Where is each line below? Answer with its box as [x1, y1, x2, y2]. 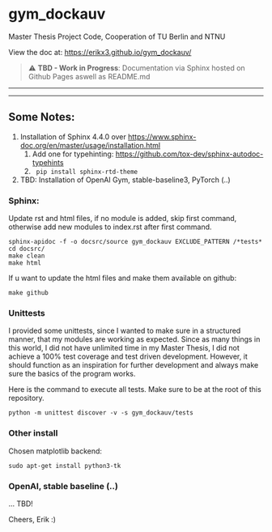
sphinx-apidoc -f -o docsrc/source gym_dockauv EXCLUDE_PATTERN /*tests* [8, 238, 263, 246]
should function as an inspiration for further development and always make [8, 360, 259, 370]
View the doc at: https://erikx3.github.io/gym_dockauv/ [8, 47, 192, 57]
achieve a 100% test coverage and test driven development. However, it [8, 351, 249, 361]
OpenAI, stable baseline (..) [8, 480, 119, 492]
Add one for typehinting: [32, 149, 114, 159]
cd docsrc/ [8, 245, 45, 253]
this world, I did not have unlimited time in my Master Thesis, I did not [8, 343, 240, 353]
